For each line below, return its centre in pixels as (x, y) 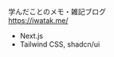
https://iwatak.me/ (38, 21)
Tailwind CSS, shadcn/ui (60, 44)
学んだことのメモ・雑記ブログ (57, 11)
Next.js (31, 36)
